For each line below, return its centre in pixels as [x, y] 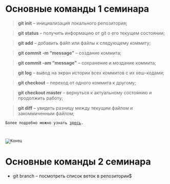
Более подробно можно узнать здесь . [44, 123]
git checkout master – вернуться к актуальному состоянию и [85, 92]
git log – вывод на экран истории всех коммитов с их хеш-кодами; [91, 73]
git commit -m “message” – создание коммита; [70, 53]
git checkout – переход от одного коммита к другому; [77, 83]
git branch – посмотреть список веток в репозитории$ [72, 176]
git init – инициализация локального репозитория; [72, 23]
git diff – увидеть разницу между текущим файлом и [75, 108]
